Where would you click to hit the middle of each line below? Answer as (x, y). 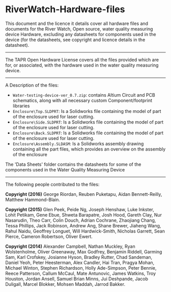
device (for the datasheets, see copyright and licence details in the (75, 40)
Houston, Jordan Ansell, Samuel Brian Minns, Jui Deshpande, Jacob (77, 279)
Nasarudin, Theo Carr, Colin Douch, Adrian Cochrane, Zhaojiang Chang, (81, 220)
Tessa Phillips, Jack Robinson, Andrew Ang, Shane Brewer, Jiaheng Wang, (83, 225)
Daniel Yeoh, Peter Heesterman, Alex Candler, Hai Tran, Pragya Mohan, (80, 262)
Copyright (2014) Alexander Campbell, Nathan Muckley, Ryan (70, 246)
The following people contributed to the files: (52, 184)
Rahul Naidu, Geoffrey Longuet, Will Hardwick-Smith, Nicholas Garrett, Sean (85, 231)
